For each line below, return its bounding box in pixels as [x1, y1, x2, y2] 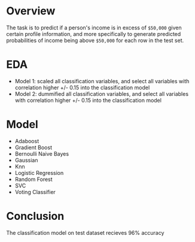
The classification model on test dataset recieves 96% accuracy [6, 229, 164, 236]
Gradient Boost [14, 144, 53, 151]
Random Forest [14, 176, 53, 183]
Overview [6, 4, 56, 18]
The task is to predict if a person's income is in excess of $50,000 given [6, 24, 182, 31]
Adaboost [14, 137, 39, 144]
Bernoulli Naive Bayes [14, 150, 69, 157]
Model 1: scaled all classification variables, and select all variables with [14, 77, 190, 84]
